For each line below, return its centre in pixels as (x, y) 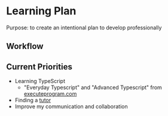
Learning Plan (41, 11)
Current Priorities (39, 67)
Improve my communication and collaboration (71, 106)
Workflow (25, 46)
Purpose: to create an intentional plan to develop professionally (84, 28)
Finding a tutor (33, 100)
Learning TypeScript (40, 81)
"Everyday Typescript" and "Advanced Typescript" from (93, 87)
